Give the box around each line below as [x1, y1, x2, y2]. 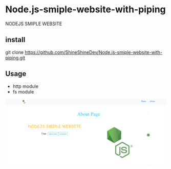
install [5, 35, 26, 44]
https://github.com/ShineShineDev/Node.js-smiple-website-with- [25, 49, 163, 55]
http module [12, 83, 38, 89]
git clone [5, 49, 24, 55]
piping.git [5, 54, 26, 61]
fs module [12, 88, 34, 95]
